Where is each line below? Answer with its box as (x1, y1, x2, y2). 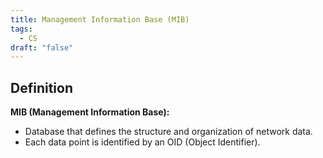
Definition (10, 79, 73, 96)
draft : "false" (10, 42, 74, 53)
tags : (10, 24, 33, 34)
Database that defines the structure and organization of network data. (24, 126, 313, 138)
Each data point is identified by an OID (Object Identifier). (24, 136, 261, 148)
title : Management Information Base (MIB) (10, 14, 190, 25)
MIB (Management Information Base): (10, 106, 170, 118)
